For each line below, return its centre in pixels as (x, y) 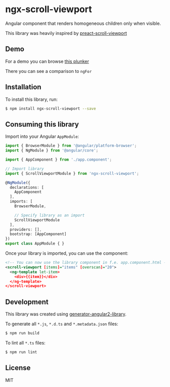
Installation (23, 87)
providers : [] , (26, 229)
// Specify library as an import (50, 215)
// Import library (25, 169)
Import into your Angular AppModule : (42, 137)
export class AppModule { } (35, 244)
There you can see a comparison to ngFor (49, 71)
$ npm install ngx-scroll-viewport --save (51, 108)
